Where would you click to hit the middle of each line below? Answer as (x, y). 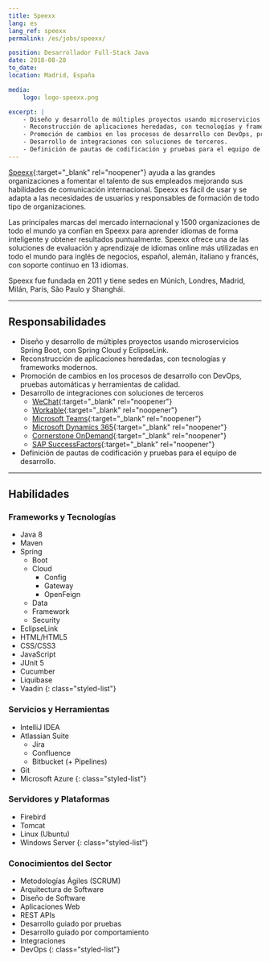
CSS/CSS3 (38, 646)
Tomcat (33, 825)
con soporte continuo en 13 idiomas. (68, 265)
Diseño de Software (53, 898)
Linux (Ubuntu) (45, 834)
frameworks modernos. (59, 367)
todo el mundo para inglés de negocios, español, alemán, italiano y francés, (133, 256)
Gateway (59, 586)
